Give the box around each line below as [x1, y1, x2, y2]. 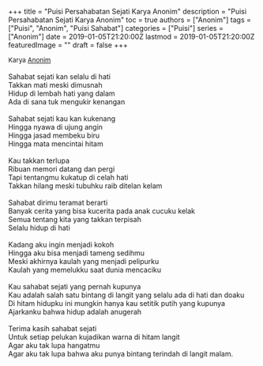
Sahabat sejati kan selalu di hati [8, 72, 111, 81]
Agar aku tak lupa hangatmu [8, 341, 100, 350]
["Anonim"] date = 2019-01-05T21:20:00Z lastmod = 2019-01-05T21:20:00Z [8, 32, 255, 41]
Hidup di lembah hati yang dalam [8, 89, 116, 98]
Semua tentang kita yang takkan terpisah [8, 215, 142, 224]
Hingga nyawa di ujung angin [8, 123, 103, 131]
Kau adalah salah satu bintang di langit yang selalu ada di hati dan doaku [8, 290, 245, 300]
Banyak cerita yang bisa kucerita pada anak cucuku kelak [8, 206, 196, 216]
